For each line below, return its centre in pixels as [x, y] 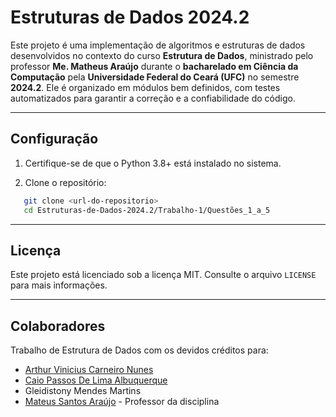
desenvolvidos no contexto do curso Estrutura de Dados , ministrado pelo [162, 55]
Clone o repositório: [65, 182]
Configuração [54, 139]
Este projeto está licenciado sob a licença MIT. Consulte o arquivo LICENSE [163, 275]
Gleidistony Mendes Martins [83, 391]
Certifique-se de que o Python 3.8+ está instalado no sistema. [153, 163]
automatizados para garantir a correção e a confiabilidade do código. [153, 98]
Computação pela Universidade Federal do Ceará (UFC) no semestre [155, 77]
